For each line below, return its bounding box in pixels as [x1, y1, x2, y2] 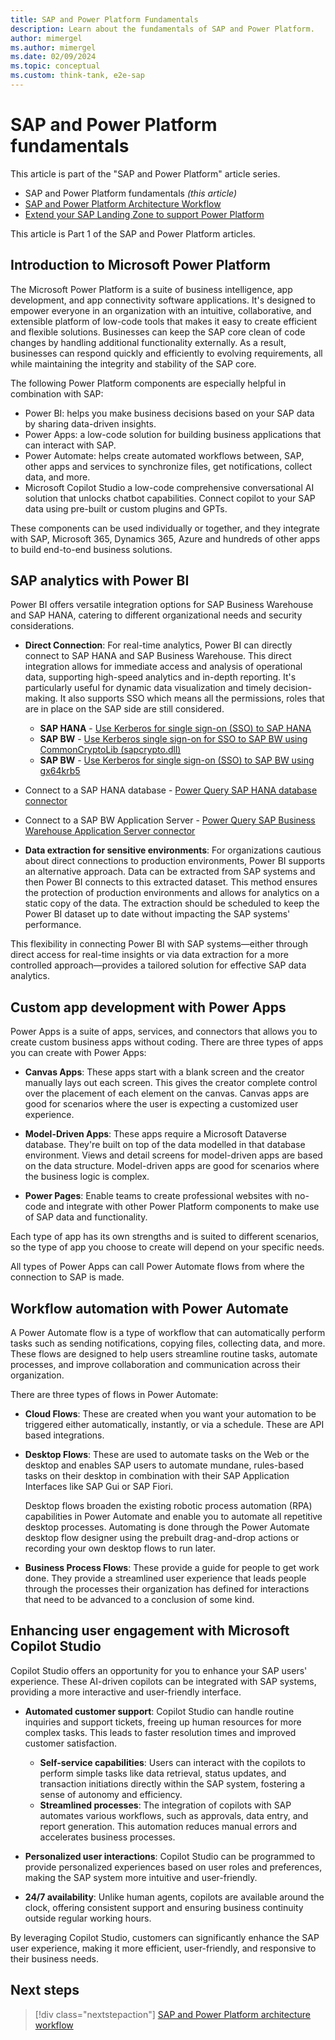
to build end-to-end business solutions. [10, 543, 173, 555]
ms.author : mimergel [10, 42, 97, 53]
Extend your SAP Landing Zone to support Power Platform [24, 208, 265, 220]
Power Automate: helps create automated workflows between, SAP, [24, 449, 305, 461]
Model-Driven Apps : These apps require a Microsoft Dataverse [24, 1128, 288, 1140]
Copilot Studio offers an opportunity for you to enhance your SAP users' [10, 1664, 308, 1676]
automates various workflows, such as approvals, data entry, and [39, 1809, 309, 1821]
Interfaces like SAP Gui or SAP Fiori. [24, 1481, 174, 1493]
